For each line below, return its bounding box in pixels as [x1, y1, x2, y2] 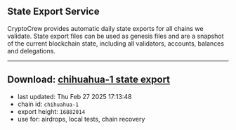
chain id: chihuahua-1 [17, 100, 79, 108]
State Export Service [7, 6, 100, 18]
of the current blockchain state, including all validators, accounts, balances [7, 39, 225, 48]
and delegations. [7, 46, 56, 55]
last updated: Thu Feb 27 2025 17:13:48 [17, 92, 132, 100]
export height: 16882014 [17, 107, 86, 115]
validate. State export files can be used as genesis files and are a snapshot [7, 32, 224, 40]
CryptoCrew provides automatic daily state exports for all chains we [7, 24, 204, 32]
